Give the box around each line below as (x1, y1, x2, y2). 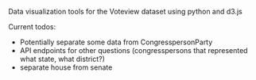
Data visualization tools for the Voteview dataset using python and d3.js (8, 7, 242, 16)
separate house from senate (19, 63, 113, 72)
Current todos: (8, 22, 56, 31)
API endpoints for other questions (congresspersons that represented (19, 46, 248, 55)
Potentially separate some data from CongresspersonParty (19, 37, 213, 47)
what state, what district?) (19, 55, 106, 63)
